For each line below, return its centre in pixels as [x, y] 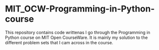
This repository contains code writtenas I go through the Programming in [78, 32]
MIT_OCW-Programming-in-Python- [80, 9]
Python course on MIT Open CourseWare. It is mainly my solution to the [76, 37]
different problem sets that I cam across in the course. [59, 42]
